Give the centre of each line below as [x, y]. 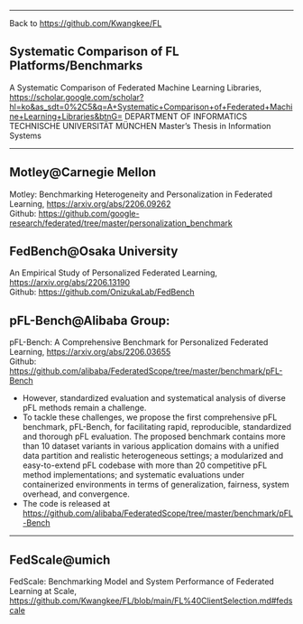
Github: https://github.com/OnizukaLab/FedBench [102, 292]
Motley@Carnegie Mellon [83, 172]
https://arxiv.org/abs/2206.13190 [70, 283]
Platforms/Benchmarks [76, 65]
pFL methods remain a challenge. [84, 408]
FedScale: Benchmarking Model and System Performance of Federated [142, 582]
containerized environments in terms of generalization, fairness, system [156, 485]
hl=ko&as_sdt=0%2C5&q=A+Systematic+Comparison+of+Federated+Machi [151, 107]
